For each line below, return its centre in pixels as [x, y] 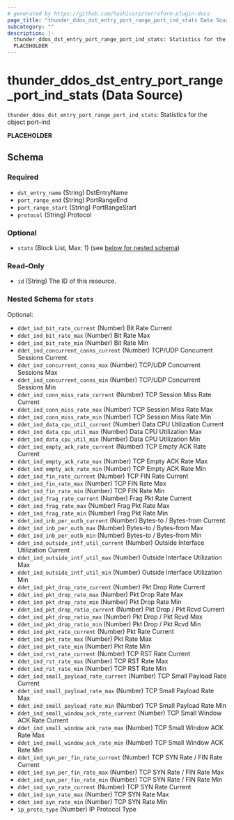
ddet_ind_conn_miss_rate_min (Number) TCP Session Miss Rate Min [114, 417]
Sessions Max [37, 372]
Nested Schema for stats [50, 299]
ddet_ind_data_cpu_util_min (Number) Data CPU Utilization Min [109, 439]
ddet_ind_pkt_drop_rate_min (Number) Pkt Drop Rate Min [99, 602]
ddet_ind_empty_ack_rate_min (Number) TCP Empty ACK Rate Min [112, 468]
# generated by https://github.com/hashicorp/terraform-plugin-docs [109, 14]
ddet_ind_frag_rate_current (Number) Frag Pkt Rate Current [104, 498]
